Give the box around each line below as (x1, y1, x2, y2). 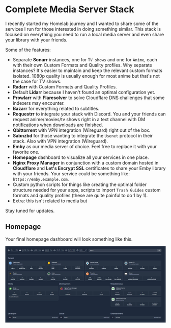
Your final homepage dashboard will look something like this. (5, 236, 133, 242)
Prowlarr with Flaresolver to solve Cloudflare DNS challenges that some (12, 95, 165, 101)
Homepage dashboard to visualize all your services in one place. (12, 154, 149, 160)
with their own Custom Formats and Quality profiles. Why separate (12, 62, 153, 68)
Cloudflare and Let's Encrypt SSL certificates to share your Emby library (12, 165, 166, 171)
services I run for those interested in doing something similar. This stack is (5, 26, 161, 32)
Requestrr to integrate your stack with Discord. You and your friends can (12, 111, 166, 117)
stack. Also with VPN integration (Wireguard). (12, 138, 108, 144)
